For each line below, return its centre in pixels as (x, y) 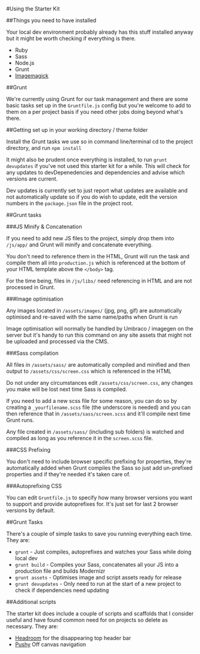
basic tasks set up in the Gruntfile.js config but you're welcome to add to (99, 105)
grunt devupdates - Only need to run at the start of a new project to (98, 584)
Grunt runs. (20, 420)
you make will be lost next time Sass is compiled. (67, 389)
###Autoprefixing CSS (34, 486)
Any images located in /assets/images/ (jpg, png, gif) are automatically (94, 310)
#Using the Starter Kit (33, 9)
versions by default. (31, 510)
